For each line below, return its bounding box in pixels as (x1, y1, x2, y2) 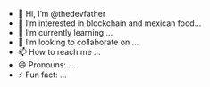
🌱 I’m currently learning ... (17, 28, 113, 37)
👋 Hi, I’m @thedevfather (17, 9, 106, 19)
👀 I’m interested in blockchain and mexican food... (17, 18, 202, 28)
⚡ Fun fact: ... (17, 69, 67, 80)
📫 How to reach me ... (17, 47, 101, 57)
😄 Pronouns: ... (17, 59, 76, 70)
